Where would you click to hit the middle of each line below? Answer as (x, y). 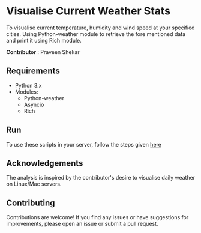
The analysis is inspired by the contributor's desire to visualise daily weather (101, 178)
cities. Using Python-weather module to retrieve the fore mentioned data (96, 34)
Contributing (31, 203)
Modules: (26, 92)
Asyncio (34, 104)
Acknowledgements (45, 163)
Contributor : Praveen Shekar (43, 52)
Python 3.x (28, 85)
